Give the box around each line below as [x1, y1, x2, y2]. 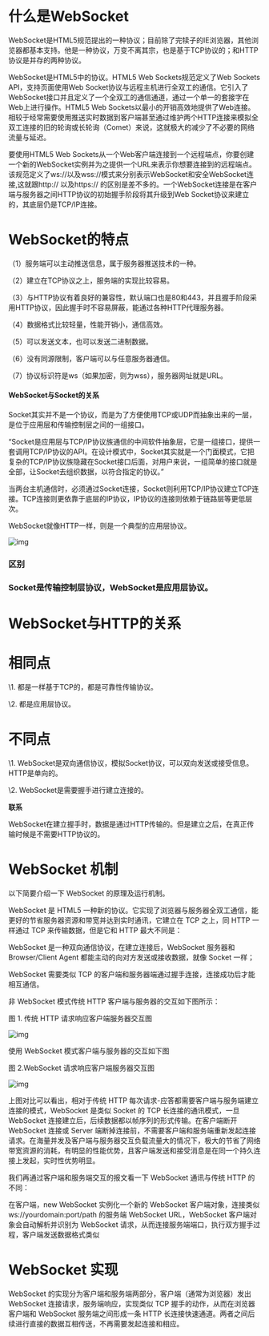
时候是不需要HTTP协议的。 [14, 829, 105, 839]
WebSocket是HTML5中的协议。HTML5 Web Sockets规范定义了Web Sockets [8, 72, 260, 82]
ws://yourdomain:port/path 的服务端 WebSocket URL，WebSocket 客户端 [8, 1209, 251, 1219]
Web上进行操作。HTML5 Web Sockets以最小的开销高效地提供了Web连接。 [8, 102, 255, 112]
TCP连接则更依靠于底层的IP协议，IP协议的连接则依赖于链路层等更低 [22, 494, 246, 504]
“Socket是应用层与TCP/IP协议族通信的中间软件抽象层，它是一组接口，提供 [8, 437, 254, 447]
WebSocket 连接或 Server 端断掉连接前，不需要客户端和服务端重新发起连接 [8, 1125, 256, 1135]
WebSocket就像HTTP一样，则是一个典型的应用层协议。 [8, 521, 191, 531]
